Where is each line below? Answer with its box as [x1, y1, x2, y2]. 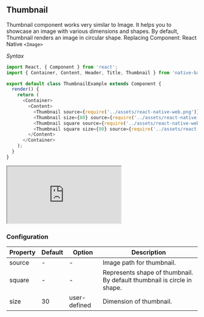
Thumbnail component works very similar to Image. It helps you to [6, 21, 172, 28]
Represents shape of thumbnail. [102, 268, 193, 277]
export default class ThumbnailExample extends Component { [6, 80, 162, 87]
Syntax [6, 52, 24, 60]
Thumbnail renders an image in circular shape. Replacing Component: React [6, 33, 197, 41]
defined [69, 301, 91, 310]
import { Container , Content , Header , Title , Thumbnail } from [6, 69, 170, 75]
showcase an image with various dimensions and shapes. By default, [6, 27, 179, 35]
